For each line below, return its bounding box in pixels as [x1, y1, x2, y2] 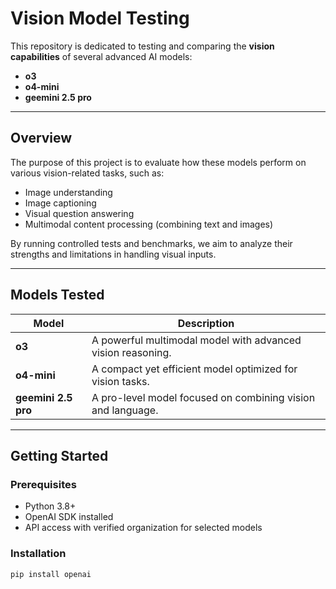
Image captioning [24, 197, 97, 209]
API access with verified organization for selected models [24, 522, 263, 534]
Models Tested [10, 287, 105, 304]
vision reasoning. [91, 345, 172, 359]
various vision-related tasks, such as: [10, 167, 165, 179]
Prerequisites [10, 477, 77, 491]
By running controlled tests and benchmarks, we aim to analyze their [10, 237, 293, 249]
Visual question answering [24, 207, 135, 219]
